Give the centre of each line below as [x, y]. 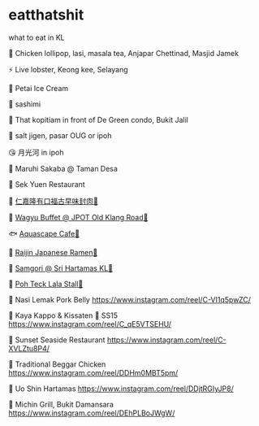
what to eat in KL [37, 37]
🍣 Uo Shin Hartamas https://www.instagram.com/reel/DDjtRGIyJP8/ [121, 389]
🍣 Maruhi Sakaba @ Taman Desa [63, 168]
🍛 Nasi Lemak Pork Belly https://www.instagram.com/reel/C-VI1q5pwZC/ [130, 299]
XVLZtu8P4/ [29, 348]
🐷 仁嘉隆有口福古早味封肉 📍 [54, 201]
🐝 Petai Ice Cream [39, 88]
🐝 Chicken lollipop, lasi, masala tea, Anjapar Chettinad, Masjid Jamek [124, 53]
